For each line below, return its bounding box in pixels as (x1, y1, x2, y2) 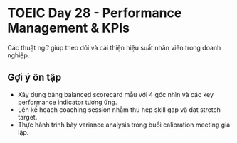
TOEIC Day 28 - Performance (7, 5, 182, 21)
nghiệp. (7, 51, 30, 59)
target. (17, 113, 38, 121)
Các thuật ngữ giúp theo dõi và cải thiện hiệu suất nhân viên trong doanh (7, 43, 221, 52)
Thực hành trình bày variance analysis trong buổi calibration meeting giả (17, 120, 231, 129)
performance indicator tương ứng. (17, 98, 117, 106)
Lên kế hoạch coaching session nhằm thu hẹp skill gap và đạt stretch (17, 105, 221, 114)
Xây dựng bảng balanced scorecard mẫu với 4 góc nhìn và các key (17, 90, 214, 98)
